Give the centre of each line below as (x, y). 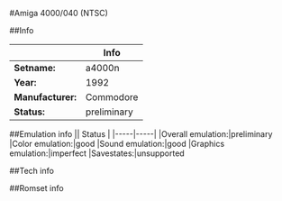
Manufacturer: (45, 97)
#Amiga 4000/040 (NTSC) (59, 13)
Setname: (35, 68)
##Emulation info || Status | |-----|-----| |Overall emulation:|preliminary (141, 134)
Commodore (112, 97)
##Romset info (37, 188)
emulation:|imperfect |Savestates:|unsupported (97, 153)
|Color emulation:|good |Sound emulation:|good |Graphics (117, 144)
